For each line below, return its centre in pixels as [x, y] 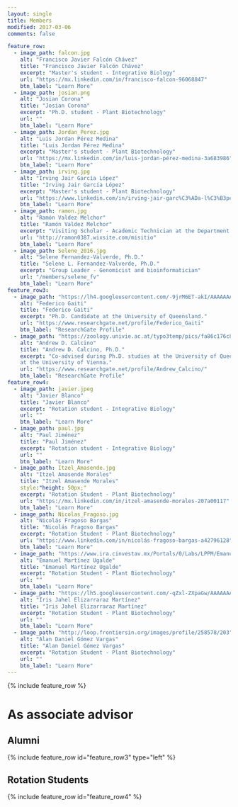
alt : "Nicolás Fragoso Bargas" [66, 521]
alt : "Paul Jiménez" [50, 435]
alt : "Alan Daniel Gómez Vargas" [69, 639]
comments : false [31, 34]
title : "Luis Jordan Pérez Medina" [73, 145]
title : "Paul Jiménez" [53, 441]
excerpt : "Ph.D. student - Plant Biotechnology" [93, 113]
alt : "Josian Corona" [52, 99]
